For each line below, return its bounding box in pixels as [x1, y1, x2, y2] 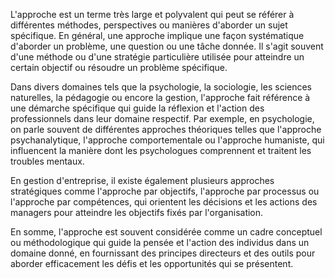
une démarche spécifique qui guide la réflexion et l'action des [10, 102, 265, 114]
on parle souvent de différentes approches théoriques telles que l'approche [10, 124, 322, 135]
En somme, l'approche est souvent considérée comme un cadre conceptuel [10, 226, 323, 238]
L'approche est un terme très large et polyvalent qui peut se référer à [10, 9, 295, 20]
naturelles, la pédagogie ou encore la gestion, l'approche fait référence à [10, 92, 311, 103]
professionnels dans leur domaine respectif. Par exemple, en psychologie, [10, 113, 315, 124]
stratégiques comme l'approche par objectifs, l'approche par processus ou [10, 185, 320, 197]
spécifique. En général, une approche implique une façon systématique [10, 30, 305, 41]
